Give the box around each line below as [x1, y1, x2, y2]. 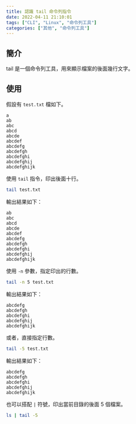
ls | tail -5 [6, 412, 38, 418]
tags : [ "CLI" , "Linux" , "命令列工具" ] [6, 19, 97, 25]
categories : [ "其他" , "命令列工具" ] [6, 25, 90, 31]
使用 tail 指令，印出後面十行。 [6, 175, 82, 182]
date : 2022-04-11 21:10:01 [6, 14, 72, 20]
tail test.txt [6, 187, 41, 193]
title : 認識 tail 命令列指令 [6, 8, 72, 15]
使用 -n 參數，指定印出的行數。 [6, 267, 82, 274]
